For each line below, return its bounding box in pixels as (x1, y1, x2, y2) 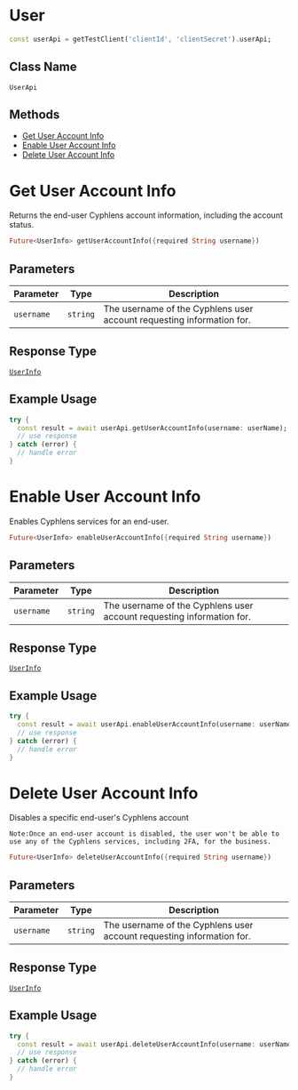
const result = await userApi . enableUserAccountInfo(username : (17, 720, 255, 729)
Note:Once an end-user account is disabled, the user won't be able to (9, 830, 279, 838)
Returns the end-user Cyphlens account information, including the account (9, 210, 284, 220)
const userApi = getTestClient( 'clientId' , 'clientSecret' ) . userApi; (9, 35, 272, 44)
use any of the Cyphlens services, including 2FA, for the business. (9, 838, 272, 846)
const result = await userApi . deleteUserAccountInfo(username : (17, 1039, 255, 1049)
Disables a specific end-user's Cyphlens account (9, 813, 189, 823)
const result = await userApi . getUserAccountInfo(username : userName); (17, 423, 288, 432)
